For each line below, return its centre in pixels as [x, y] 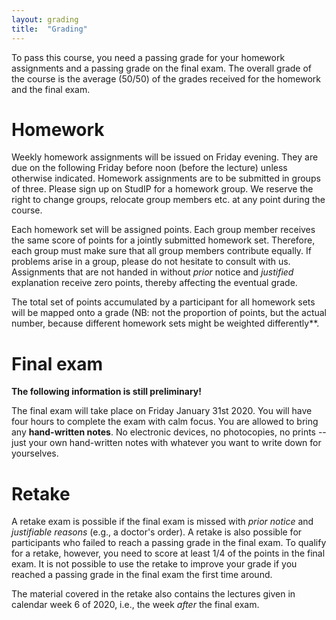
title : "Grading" [49, 29]
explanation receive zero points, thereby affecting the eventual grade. [154, 283]
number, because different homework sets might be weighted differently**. [165, 323]
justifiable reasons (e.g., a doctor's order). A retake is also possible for [157, 532]
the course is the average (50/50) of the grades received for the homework [166, 78]
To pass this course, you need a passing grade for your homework [148, 57]
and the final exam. [51, 89]
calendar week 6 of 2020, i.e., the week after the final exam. [135, 605]
